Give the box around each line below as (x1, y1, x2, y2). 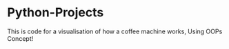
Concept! (7, 34, 34, 42)
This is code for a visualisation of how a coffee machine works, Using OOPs (7, 27, 223, 35)
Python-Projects (7, 5, 104, 20)
